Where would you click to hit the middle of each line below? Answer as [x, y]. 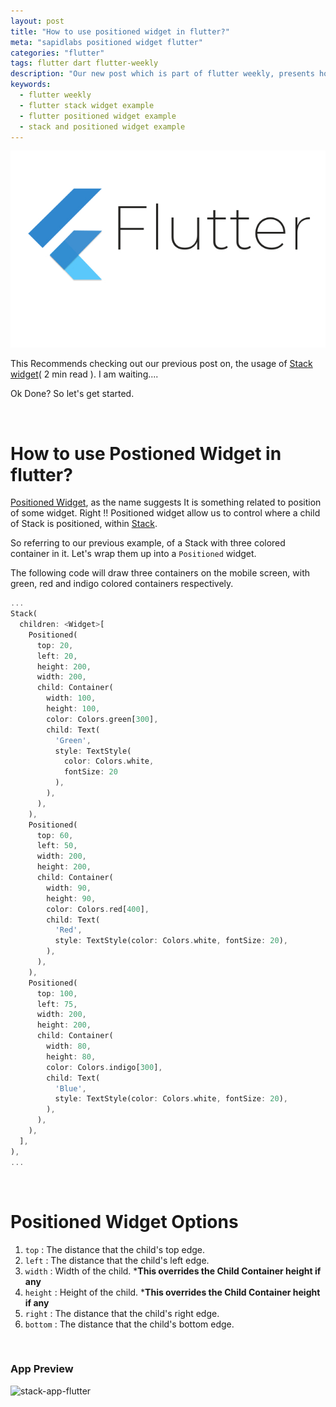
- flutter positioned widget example [98, 116]
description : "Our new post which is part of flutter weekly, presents [162, 74]
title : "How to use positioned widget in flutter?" [120, 31]
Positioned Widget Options [124, 1221]
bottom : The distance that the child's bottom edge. [129, 1324]
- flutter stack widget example [87, 105]
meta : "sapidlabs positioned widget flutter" [106, 42]
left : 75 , [57, 1004]
